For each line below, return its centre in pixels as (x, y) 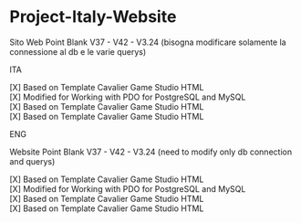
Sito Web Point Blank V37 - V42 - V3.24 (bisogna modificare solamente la (148, 42)
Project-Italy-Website (93, 17)
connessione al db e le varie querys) (78, 51)
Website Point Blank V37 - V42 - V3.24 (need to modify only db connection (151, 152)
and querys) (32, 161)
